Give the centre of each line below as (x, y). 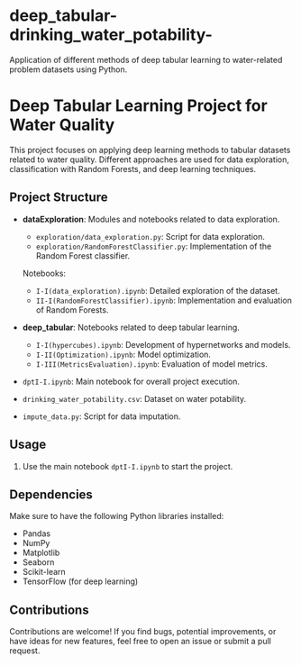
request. (25, 651)
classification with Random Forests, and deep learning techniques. (133, 169)
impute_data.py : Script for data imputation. (101, 416)
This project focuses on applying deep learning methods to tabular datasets (150, 150)
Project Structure (59, 198)
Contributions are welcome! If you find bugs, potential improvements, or (143, 632)
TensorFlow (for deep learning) (80, 581)
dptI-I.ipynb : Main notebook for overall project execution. (131, 381)
